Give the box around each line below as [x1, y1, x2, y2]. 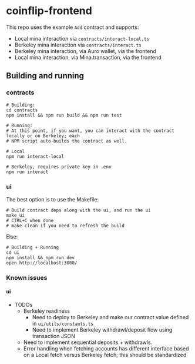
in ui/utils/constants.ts [32, 320, 94, 327]
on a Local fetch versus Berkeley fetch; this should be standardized [23, 352, 187, 359]
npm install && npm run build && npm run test [6, 112, 122, 118]
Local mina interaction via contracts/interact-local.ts [14, 35, 150, 42]
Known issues [6, 273, 48, 282]
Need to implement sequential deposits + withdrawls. [23, 339, 153, 346]
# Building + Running [6, 244, 59, 250]
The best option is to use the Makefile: [6, 196, 99, 203]
